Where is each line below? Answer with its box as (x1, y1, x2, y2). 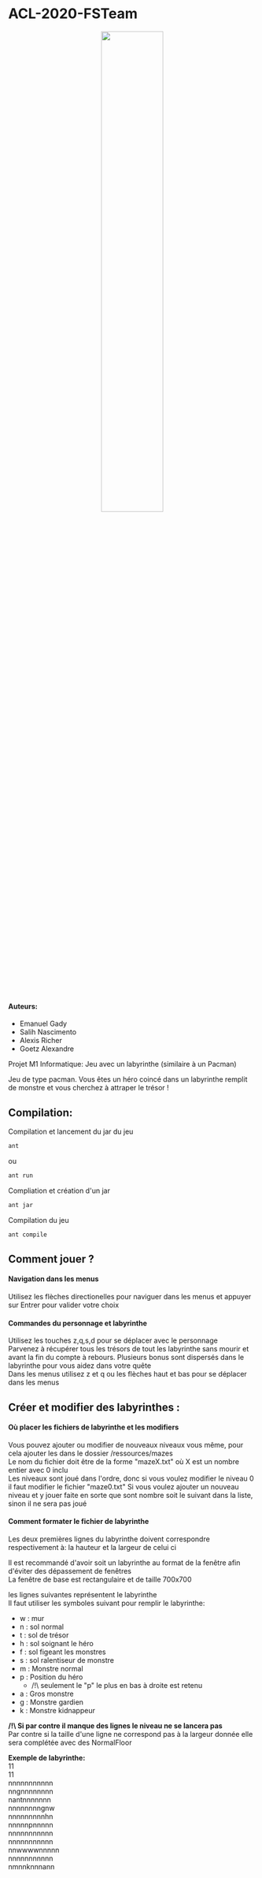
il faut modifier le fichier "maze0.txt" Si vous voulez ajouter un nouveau (8, 1481, 239, 1491)
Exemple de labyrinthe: (8, 1753, 86, 1763)
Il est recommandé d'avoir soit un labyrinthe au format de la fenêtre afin (8, 1558, 241, 1567)
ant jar (8, 1201, 34, 1209)
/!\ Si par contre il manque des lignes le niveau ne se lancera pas (8, 1721, 223, 1731)
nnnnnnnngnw (8, 1803, 55, 1813)
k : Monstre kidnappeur (19, 1706, 96, 1716)
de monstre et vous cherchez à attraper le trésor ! (8, 1083, 169, 1093)
